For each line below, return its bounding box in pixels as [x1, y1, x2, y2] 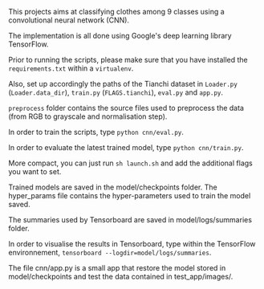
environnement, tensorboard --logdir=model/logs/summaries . [8, 248, 212, 257]
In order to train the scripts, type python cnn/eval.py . [8, 128, 185, 136]
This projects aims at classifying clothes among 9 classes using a [8, 7, 225, 16]
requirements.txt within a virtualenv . [8, 63, 134, 73]
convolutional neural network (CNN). [8, 15, 130, 25]
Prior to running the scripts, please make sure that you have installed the [8, 55, 249, 64]
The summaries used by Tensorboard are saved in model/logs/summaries [8, 215, 253, 224]
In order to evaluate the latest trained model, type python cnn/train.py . [8, 143, 244, 152]
